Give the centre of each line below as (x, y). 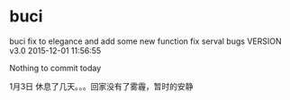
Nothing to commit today (55, 68)
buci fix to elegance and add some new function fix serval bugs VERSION (145, 41)
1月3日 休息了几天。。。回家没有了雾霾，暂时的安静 (101, 86)
